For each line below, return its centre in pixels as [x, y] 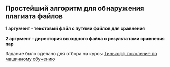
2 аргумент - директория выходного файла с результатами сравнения [85, 38]
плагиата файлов [34, 16]
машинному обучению [30, 59]
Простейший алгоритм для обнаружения [75, 8]
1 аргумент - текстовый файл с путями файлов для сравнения [75, 28]
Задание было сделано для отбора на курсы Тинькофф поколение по [81, 53]
